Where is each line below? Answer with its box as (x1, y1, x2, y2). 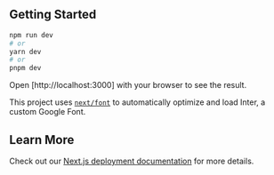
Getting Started (9, 7, 97, 22)
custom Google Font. (9, 107, 86, 117)
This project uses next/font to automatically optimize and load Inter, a (9, 97, 266, 107)
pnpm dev (9, 64, 42, 73)
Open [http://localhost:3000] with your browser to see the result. (9, 80, 247, 91)
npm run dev (9, 30, 53, 39)
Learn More (9, 132, 75, 147)
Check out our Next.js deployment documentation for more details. (9, 155, 254, 166)
